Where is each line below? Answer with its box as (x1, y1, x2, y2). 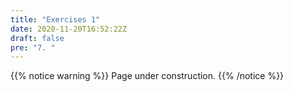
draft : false (10, 33, 65, 43)
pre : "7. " (10, 42, 56, 53)
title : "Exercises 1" (10, 14, 101, 25)
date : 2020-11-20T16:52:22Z (10, 24, 128, 34)
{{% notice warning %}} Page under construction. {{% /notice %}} (10, 70, 285, 82)
